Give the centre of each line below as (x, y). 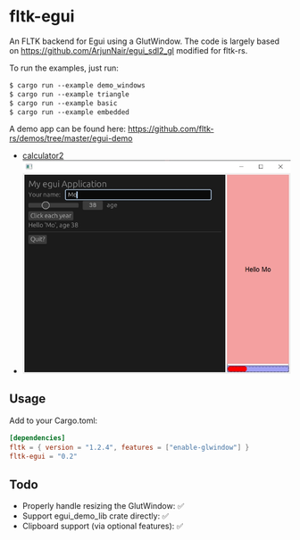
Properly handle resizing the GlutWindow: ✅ (103, 506)
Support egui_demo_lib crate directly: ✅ (96, 516)
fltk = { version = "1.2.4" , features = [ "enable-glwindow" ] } (129, 447)
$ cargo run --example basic (63, 103)
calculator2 (43, 155)
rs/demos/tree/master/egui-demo (71, 138)
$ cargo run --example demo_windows (77, 85)
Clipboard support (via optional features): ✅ (103, 526)
